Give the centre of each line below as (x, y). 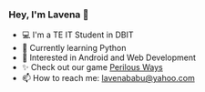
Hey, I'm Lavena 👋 (49, 15)
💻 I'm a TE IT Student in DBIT (77, 35)
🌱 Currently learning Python (74, 48)
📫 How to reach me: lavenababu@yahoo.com (108, 78)
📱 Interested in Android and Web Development (109, 57)
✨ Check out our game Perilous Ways (92, 67)
